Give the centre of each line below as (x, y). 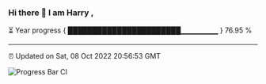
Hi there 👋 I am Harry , (51, 13)
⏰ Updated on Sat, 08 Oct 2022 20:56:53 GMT (84, 56)
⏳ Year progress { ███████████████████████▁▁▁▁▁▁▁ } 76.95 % (130, 30)
